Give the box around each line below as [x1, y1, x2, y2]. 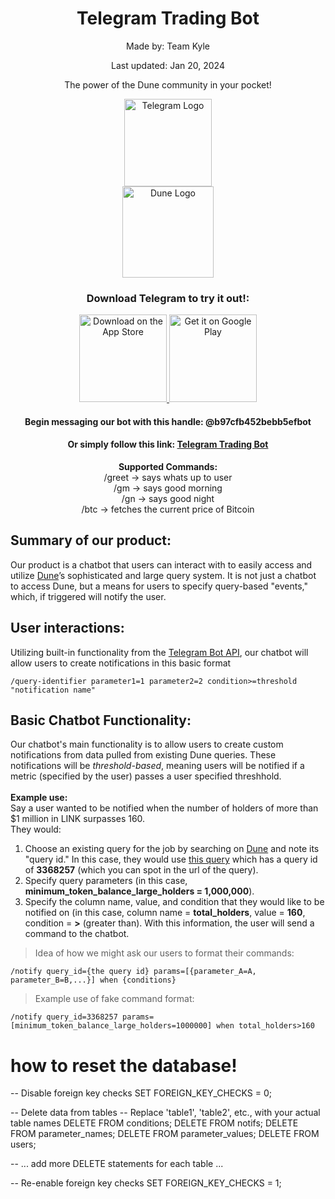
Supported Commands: [118, 461, 218, 473]
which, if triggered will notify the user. [10, 590, 167, 602]
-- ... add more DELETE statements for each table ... [10, 1158, 224, 1170]
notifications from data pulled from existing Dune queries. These [10, 749, 277, 761]
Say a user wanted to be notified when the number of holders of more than [10, 802, 319, 814]
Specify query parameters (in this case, [24, 875, 188, 887]
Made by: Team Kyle [126, 40, 210, 52]
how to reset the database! [10, 1054, 238, 1077]
